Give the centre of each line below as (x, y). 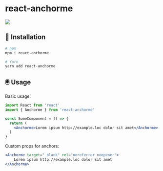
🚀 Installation (25, 37)
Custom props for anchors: (32, 146)
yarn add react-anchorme (30, 66)
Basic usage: (18, 96)
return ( (18, 123)
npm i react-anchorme (27, 53)
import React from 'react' (32, 106)
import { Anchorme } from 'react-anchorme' (50, 110)
